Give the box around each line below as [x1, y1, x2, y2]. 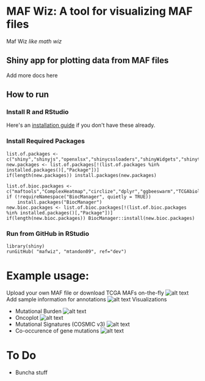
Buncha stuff [15, 369, 48, 376]
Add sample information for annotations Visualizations [6, 295, 167, 303]
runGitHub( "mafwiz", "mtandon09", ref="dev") [6, 249, 127, 255]
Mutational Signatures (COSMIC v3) [15, 320, 106, 328]
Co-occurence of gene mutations [15, 326, 99, 334]
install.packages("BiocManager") [17, 199, 103, 205]
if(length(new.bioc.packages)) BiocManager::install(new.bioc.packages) [6, 215, 195, 221]
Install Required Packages [6, 137, 85, 145]
